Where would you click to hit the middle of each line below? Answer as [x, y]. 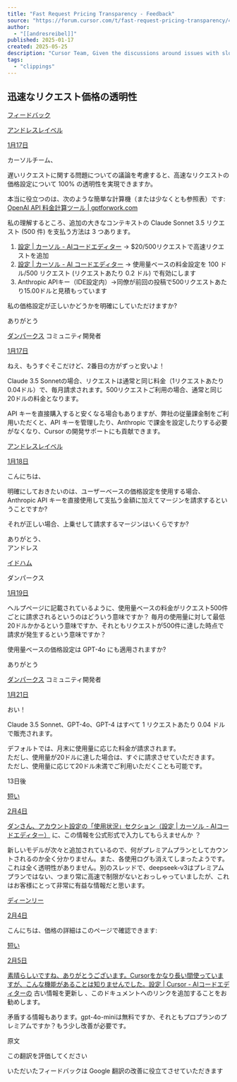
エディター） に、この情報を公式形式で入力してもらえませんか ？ [107, 835]
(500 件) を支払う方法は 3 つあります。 [78, 232]
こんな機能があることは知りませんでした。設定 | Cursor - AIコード [121, 984]
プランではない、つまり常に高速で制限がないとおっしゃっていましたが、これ [119, 876]
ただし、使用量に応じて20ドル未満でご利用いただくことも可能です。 [107, 766]
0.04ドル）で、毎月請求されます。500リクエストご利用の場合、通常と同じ [115, 390]
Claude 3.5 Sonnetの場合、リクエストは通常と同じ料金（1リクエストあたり [116, 381]
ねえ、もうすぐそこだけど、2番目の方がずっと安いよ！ [86, 366]
